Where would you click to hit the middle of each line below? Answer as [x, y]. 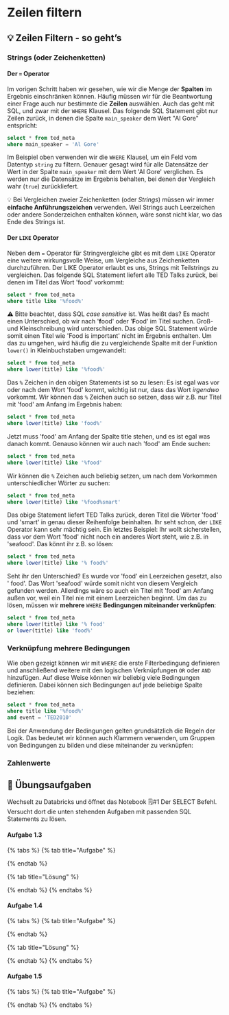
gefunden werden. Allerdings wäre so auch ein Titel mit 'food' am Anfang [110, 591]
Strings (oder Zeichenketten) [57, 58]
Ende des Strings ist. [36, 222]
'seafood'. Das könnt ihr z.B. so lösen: [61, 544]
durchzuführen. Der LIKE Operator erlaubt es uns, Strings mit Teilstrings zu [113, 267]
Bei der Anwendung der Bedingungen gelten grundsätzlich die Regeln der [111, 731]
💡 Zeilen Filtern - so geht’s [64, 38]
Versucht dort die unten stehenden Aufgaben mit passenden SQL [99, 812]
